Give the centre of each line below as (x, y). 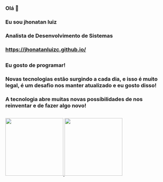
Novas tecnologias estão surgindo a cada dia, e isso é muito (81, 79)
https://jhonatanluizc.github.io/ (46, 49)
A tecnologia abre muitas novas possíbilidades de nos (74, 99)
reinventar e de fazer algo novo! (46, 106)
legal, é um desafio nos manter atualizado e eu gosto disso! (81, 85)
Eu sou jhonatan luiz (31, 22)
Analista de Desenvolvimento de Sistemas (59, 35)
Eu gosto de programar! (35, 65)
